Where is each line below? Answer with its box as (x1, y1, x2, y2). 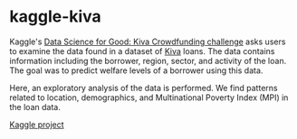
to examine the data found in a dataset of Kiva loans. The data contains (9, 45, 275, 56)
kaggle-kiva (9, 6, 101, 27)
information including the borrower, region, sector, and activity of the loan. (9, 55, 287, 66)
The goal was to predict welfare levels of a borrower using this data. (9, 65, 263, 76)
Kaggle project (9, 119, 65, 130)
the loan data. (9, 101, 61, 112)
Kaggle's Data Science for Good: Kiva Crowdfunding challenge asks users (9, 36, 286, 47)
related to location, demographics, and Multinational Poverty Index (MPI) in (9, 92, 289, 103)
